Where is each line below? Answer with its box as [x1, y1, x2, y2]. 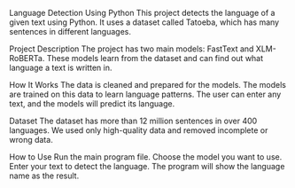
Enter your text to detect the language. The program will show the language [9, 161, 285, 171]
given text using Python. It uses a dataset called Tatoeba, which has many [9, 17, 280, 27]
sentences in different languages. [9, 27, 131, 36]
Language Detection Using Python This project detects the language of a [9, 8, 276, 18]
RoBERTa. [9, 53, 45, 63]
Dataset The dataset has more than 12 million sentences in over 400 [9, 115, 258, 126]
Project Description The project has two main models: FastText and [9, 43, 254, 54]
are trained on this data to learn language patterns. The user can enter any [9, 89, 282, 99]
